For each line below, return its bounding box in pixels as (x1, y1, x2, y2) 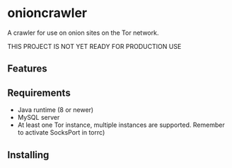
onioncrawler (7, 5, 88, 21)
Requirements (7, 86, 71, 99)
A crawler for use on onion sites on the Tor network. (7, 28, 159, 37)
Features (7, 62, 47, 75)
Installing (7, 149, 50, 161)
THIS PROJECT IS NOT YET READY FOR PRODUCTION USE (7, 42, 182, 50)
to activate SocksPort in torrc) (17, 128, 105, 137)
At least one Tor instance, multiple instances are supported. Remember (17, 121, 225, 129)
